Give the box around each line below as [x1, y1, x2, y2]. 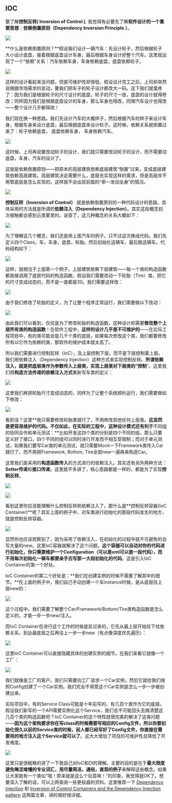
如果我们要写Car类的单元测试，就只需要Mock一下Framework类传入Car [14, 442, 164, 448]
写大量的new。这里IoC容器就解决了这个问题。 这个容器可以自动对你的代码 [5, 542, 161, 549]
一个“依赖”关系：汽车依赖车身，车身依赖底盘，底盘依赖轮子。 [14, 58, 144, 64]
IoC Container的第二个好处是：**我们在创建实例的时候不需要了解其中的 [5, 572, 156, 579]
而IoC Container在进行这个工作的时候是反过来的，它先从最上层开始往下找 [5, 623, 160, 629]
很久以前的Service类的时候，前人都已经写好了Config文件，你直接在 [14, 726, 158, 733]
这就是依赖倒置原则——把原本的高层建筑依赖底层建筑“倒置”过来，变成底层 [5, 166, 162, 172]
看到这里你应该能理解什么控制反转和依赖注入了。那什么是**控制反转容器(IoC [5, 502, 167, 508]
